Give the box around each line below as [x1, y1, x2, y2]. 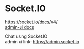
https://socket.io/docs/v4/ [5, 19, 58, 25]
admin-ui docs [5, 24, 34, 30]
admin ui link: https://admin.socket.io [5, 38, 80, 44]
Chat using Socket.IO [5, 33, 48, 39]
